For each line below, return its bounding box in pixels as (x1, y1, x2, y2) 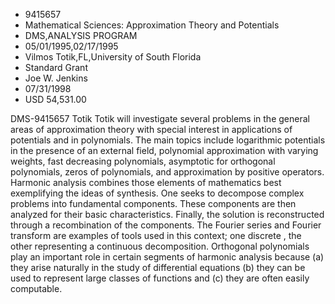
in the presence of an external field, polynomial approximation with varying (10, 145, 319, 156)
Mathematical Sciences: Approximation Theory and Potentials (24, 19, 280, 31)
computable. (10, 283, 63, 294)
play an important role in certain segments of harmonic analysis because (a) (10, 251, 325, 263)
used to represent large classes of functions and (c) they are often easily (10, 272, 310, 284)
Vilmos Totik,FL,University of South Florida (24, 51, 202, 63)
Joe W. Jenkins (24, 72, 88, 84)
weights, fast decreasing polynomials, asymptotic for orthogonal (10, 155, 276, 167)
